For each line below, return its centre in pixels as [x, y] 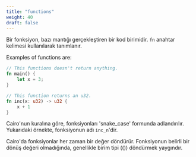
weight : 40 [20, 17]
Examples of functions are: [39, 58]
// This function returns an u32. [49, 96]
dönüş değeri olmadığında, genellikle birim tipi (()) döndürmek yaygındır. [94, 148]
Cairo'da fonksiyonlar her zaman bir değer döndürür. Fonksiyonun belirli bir [98, 142]
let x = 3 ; [30, 80]
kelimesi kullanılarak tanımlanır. [44, 46]
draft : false [22, 23]
